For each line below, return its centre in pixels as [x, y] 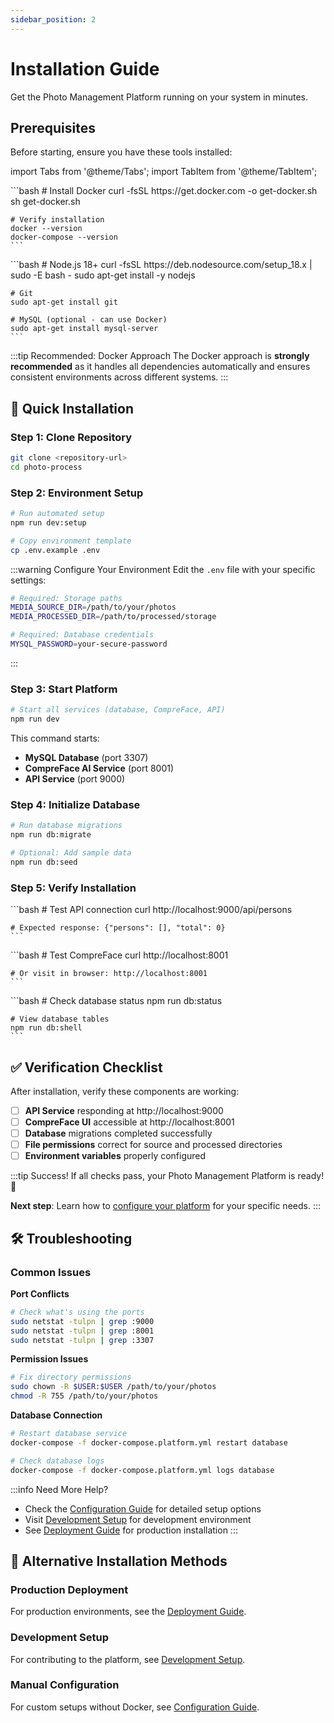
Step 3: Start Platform [64, 689]
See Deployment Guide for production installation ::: [131, 1530]
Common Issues [51, 1272]
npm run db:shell [46, 1028]
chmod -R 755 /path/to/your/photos [84, 1396]
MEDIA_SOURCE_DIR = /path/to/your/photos [93, 607]
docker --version [46, 229]
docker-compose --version [64, 237]
